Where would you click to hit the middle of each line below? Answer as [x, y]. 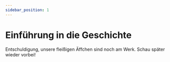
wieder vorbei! [20, 54]
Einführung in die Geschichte [69, 35]
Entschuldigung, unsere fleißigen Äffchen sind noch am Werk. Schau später [85, 49]
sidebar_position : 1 [27, 10]
